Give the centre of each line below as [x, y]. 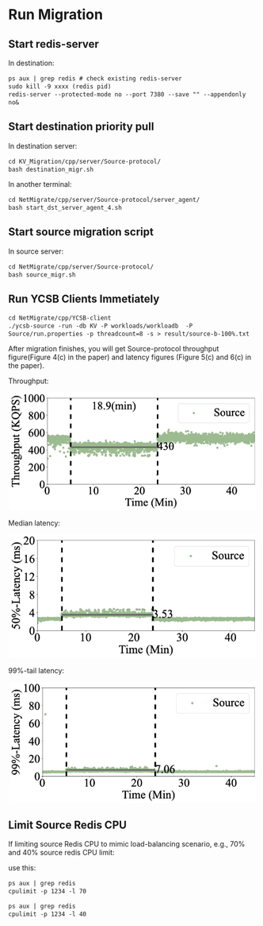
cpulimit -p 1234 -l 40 [48, 914]
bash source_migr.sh [42, 275]
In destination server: [43, 145]
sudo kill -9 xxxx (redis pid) [60, 87]
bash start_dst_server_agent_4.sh [65, 207]
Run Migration [55, 15]
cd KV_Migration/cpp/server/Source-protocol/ [84, 161]
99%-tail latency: [36, 671]
